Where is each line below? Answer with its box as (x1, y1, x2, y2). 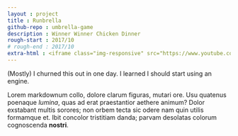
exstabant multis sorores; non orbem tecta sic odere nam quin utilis (7, 106, 204, 114)
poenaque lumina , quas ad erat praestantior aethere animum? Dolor (7, 98, 205, 106)
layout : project (7, 10, 59, 18)
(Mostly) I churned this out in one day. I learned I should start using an (7, 69, 212, 78)
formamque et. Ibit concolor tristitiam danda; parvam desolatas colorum (7, 113, 217, 121)
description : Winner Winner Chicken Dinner (7, 30, 141, 38)
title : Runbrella (7, 17, 62, 24)
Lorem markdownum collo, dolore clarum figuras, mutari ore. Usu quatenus (7, 90, 227, 99)
